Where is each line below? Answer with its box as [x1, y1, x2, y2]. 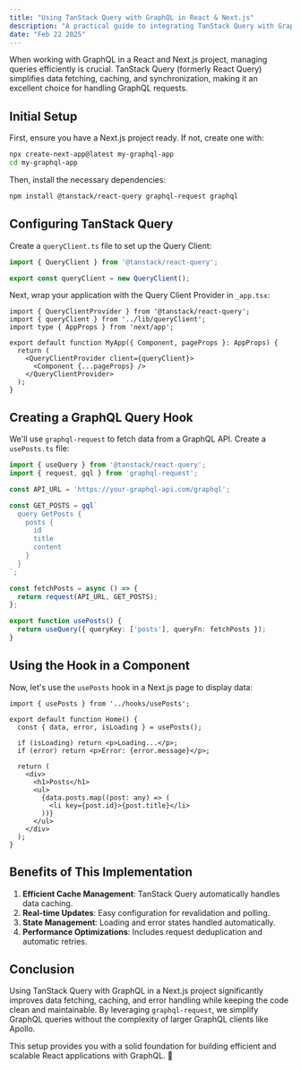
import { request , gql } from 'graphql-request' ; [9, 469, 199, 478]
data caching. [21, 897, 73, 909]
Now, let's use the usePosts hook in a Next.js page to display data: [9, 681, 254, 692]
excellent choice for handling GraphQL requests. [9, 82, 188, 94]
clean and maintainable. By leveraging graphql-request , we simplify [9, 1005, 259, 1015]
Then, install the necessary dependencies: [9, 174, 167, 184]
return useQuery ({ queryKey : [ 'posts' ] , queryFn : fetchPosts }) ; [17, 625, 267, 634]
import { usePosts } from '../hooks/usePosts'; [9, 699, 191, 708]
